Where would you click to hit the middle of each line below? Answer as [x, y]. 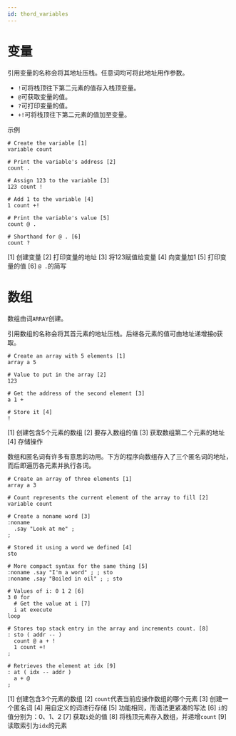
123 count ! [25, 187]
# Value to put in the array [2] [57, 375]
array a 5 [22, 362]
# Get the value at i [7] [52, 603]
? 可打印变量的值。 [44, 105]
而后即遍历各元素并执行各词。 [51, 465]
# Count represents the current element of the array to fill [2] [108, 497]
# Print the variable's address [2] [62, 162]
